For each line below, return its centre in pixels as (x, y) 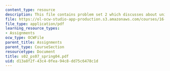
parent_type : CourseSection (35, 47)
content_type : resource (30, 10)
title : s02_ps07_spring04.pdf (37, 56)
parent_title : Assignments (34, 42)
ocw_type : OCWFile (25, 38)
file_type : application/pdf (35, 24)
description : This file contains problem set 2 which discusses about (81, 14)
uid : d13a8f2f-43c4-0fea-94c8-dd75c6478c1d (52, 61)
